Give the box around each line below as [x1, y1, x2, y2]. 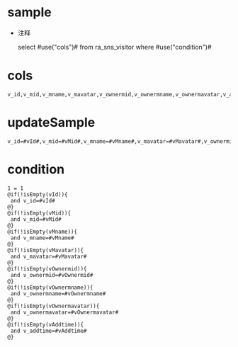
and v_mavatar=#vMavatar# [10, 253, 87, 260]
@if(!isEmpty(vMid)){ [7, 210, 72, 217]
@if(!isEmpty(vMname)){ [7, 228, 78, 235]
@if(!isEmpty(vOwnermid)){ [7, 265, 87, 273]
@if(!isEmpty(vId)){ [7, 190, 69, 198]
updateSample [7, 115, 96, 131]
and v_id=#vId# [10, 197, 55, 204]
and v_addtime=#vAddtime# [10, 327, 87, 334]
